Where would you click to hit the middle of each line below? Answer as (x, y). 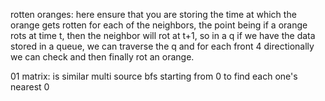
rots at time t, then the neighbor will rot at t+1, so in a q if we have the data (163, 35)
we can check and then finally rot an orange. (102, 57)
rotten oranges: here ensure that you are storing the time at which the (153, 14)
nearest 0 (30, 87)
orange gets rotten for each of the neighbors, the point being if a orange (159, 25)
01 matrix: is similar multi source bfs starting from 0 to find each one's (154, 76)
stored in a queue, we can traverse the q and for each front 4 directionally (162, 46)
